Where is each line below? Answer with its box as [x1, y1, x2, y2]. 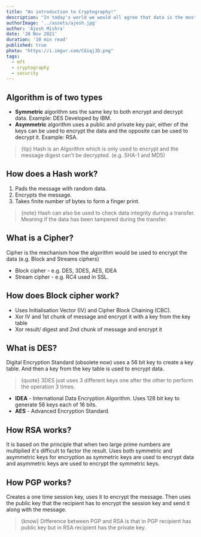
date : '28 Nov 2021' [6, 31, 58, 37]
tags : [6, 53, 20, 59]
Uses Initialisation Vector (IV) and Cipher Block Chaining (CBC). [14, 306, 172, 313]
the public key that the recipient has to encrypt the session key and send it [6, 499, 190, 506]
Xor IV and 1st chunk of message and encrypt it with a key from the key [14, 313, 191, 320]
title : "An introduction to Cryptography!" [6, 8, 117, 15]
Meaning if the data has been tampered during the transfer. [20, 215, 167, 222]
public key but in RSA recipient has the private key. [20, 524, 147, 531]
